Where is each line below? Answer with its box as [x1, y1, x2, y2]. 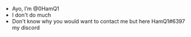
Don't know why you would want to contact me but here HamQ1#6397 [11, 18, 186, 24]
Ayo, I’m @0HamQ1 [11, 5, 60, 12]
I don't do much [11, 11, 51, 18]
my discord [11, 24, 40, 31]
